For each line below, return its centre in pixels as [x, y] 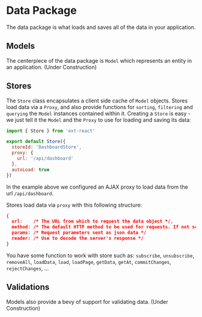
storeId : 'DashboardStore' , [47, 147]
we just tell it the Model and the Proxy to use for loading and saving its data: [99, 120]
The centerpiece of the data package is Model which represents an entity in [99, 60]
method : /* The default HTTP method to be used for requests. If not [101, 227]
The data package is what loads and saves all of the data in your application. [101, 27]
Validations [28, 287]
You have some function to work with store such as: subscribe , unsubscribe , [100, 255]
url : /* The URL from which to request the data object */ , [93, 221]
